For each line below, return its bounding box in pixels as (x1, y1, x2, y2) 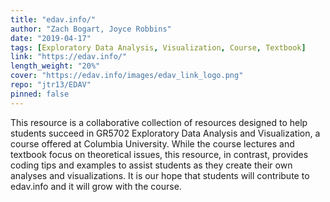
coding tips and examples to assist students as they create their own (10, 159, 293, 171)
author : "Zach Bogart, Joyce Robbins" (10, 24, 172, 34)
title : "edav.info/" (10, 14, 97, 25)
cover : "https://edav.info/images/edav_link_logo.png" (10, 71, 244, 81)
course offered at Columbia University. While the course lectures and (10, 137, 295, 150)
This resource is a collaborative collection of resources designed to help (10, 116, 308, 128)
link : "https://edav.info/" (10, 52, 128, 62)
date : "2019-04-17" (10, 33, 92, 43)
